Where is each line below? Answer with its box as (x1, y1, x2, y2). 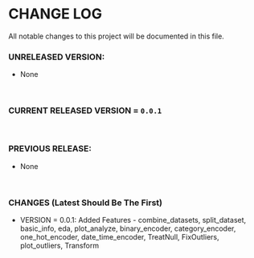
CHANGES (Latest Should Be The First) (8, 197, 163, 208)
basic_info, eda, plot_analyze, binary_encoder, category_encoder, (19, 224, 236, 233)
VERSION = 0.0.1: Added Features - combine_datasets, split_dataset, (19, 216, 247, 225)
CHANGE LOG (8, 5, 103, 23)
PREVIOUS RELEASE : (8, 143, 92, 155)
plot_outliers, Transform (19, 241, 99, 251)
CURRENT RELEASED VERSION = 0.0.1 (8, 105, 162, 116)
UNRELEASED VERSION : (8, 51, 105, 62)
